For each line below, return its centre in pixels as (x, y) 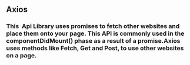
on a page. (21, 56)
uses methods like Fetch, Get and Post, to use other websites (95, 48)
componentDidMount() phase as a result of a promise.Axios (93, 41)
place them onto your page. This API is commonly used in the (95, 33)
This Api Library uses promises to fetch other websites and (93, 26)
